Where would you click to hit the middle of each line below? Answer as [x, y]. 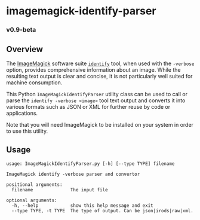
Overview [25, 49]
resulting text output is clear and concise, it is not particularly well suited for [99, 76]
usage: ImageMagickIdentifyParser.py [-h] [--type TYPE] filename [90, 164]
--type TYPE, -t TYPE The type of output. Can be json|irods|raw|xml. [103, 210]
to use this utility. [27, 131]
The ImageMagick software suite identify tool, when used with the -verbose [100, 63]
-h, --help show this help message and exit [82, 205]
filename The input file [60, 190]
